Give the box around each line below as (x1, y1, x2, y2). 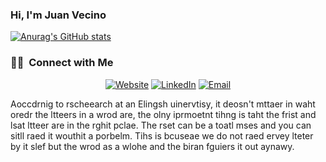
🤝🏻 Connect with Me (10, 56, 114, 70)
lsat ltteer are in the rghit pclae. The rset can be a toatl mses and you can (10, 119, 312, 131)
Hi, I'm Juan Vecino (10, 8, 107, 22)
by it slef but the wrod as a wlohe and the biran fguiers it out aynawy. (10, 140, 295, 152)
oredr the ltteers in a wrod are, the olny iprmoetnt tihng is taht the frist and (10, 108, 317, 120)
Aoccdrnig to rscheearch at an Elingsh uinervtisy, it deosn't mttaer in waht (10, 98, 316, 110)
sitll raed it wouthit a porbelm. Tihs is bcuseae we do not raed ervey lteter (10, 129, 314, 142)
